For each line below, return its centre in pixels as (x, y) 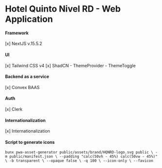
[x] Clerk (14, 109)
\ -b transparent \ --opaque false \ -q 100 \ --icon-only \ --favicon (79, 161)
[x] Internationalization (27, 131)
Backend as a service (27, 76)
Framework (17, 33)
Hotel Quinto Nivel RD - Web (63, 9)
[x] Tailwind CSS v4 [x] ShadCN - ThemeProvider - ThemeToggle (71, 65)
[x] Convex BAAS (22, 87)
